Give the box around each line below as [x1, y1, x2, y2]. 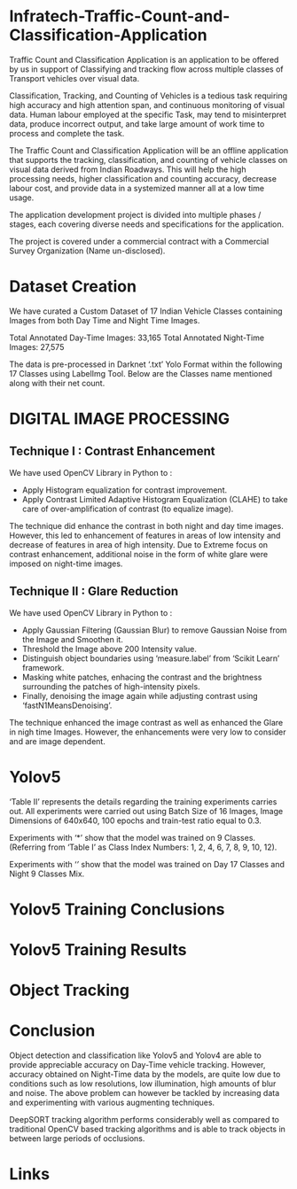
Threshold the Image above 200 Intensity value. [21, 643, 198, 654]
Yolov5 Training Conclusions [9, 899, 225, 919]
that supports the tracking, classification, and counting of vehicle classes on [9, 154, 288, 165]
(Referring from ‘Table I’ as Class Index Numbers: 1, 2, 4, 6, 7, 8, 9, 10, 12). [9, 842, 277, 852]
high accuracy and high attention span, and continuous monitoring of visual [9, 99, 285, 110]
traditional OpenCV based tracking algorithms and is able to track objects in [9, 1123, 286, 1135]
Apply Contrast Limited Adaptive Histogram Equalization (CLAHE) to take [21, 493, 288, 504]
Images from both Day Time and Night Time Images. [9, 315, 200, 325]
